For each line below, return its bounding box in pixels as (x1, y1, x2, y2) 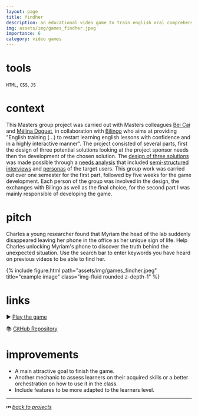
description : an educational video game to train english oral (6, 19, 165, 25)
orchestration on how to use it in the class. (14, 380, 118, 387)
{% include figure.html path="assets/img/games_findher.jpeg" (6, 267, 157, 274)
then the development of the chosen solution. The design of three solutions (6, 152, 189, 159)
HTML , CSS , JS (6, 81, 37, 88)
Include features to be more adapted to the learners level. (14, 386, 154, 393)
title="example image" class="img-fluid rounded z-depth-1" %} (6, 273, 160, 280)
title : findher (6, 14, 44, 20)
